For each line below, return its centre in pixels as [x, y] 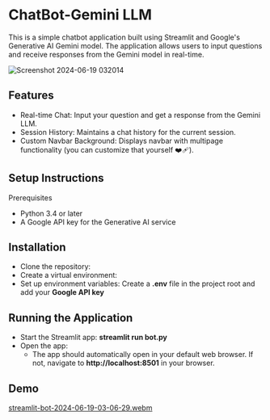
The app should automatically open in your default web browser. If [143, 355]
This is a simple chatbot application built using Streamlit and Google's [124, 37]
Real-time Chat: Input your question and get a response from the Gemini [140, 115]
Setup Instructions [56, 178]
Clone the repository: [55, 267]
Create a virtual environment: [68, 275]
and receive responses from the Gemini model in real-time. [106, 54]
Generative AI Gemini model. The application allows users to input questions [135, 45]
